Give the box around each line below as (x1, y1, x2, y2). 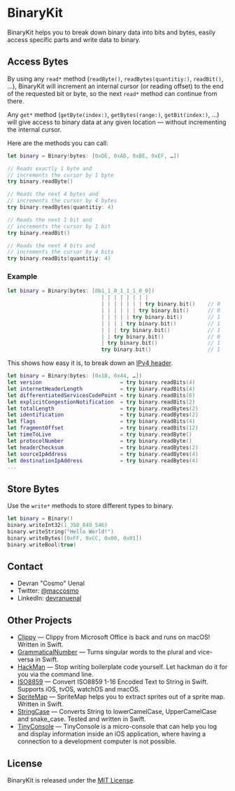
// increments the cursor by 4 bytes (7, 198, 117, 205)
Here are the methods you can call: (7, 139, 108, 147)
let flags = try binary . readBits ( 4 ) (7, 418, 196, 425)
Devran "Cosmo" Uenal (17, 579, 85, 588)
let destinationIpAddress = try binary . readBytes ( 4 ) (7, 457, 199, 464)
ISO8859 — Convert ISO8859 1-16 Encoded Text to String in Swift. (17, 677, 208, 686)
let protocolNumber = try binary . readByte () (7, 437, 192, 444)
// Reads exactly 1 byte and (7, 165, 92, 172)
